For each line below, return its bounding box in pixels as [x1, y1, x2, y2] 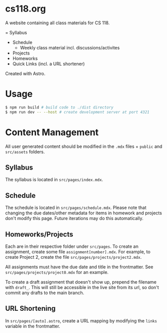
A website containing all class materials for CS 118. [5, 20, 110, 26]
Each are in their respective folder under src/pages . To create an [5, 243, 139, 249]
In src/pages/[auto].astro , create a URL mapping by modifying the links [5, 317, 157, 323]
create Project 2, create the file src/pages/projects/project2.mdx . [5, 254, 142, 260]
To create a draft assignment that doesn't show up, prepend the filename [5, 279, 157, 285]
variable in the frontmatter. [5, 323, 60, 329]
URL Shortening [5, 304, 56, 313]
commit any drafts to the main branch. [5, 290, 85, 296]
